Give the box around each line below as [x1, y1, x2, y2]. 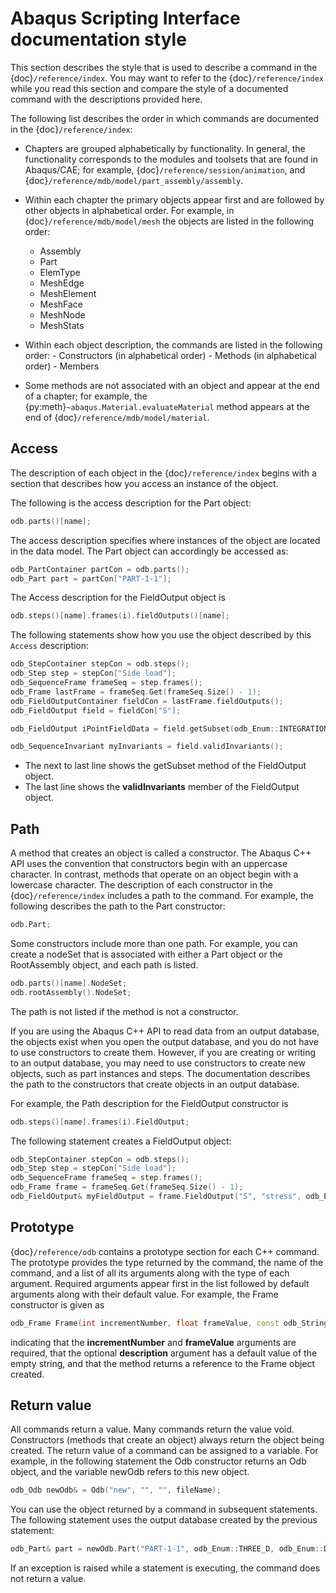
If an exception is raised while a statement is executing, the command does [10, 1562, 321, 1574]
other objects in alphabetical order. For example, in [24, 204, 235, 216]
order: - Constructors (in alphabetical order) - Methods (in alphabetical [24, 349, 317, 361]
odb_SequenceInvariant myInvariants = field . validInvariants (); [10, 742, 284, 752]
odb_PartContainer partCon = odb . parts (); [10, 564, 190, 574]
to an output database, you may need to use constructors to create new [10, 1057, 306, 1069]
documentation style [10, 28, 187, 51]
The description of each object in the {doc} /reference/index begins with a [10, 467, 317, 479]
